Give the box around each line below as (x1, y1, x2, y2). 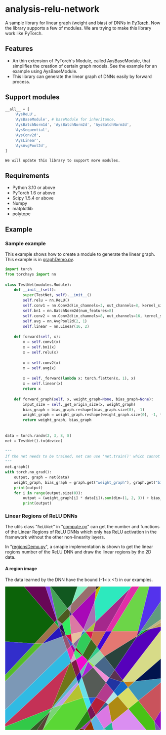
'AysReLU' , (14, 112, 37, 117)
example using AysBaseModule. (12, 68, 78, 74)
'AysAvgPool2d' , (14, 143, 48, 148)
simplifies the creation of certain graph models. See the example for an (12, 63, 157, 69)
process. (12, 78, 31, 84)
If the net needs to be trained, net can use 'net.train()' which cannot (5, 454, 161, 459)
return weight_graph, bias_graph (23, 418, 92, 423)
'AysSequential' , (14, 127, 50, 133)
